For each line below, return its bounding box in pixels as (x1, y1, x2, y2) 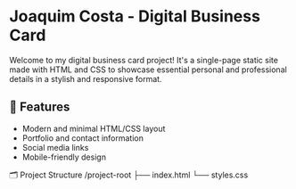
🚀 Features (9, 100, 70, 115)
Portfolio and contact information (21, 132, 144, 144)
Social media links (21, 142, 89, 152)
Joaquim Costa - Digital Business (9, 6, 261, 27)
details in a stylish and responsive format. (9, 73, 162, 84)
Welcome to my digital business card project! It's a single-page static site (9, 54, 279, 65)
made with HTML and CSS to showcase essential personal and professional (9, 64, 287, 75)
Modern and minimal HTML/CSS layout (21, 123, 166, 134)
